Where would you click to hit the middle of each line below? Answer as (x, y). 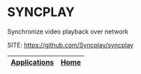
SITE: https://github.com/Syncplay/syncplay (70, 45)
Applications (32, 62)
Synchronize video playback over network (68, 31)
